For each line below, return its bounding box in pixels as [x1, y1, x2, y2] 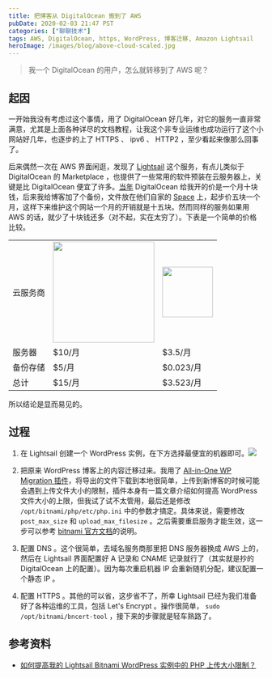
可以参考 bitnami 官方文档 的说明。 [27, 526, 142, 536]
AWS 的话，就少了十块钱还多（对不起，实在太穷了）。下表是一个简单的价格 [8, 212, 257, 222]
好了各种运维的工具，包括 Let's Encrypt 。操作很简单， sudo [19, 600, 220, 611]
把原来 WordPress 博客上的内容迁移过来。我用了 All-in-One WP [19, 465, 232, 475]
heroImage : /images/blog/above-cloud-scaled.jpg [8, 42, 176, 50]
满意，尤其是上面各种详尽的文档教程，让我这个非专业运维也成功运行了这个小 [8, 124, 264, 133]
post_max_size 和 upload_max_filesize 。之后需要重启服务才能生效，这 [19, 515, 257, 526]
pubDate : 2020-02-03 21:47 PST [8, 19, 114, 28]
